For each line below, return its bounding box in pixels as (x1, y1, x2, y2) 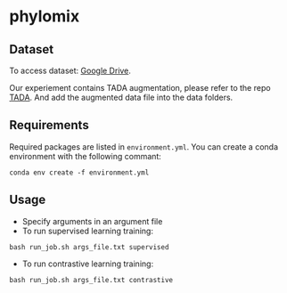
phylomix (9, 6, 80, 27)
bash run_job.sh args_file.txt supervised (9, 242, 169, 251)
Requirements (9, 118, 89, 133)
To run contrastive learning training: (21, 258, 154, 269)
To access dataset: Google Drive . (9, 65, 132, 76)
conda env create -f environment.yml (9, 167, 150, 177)
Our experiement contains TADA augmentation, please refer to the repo (9, 83, 271, 93)
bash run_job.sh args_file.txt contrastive (9, 275, 174, 284)
